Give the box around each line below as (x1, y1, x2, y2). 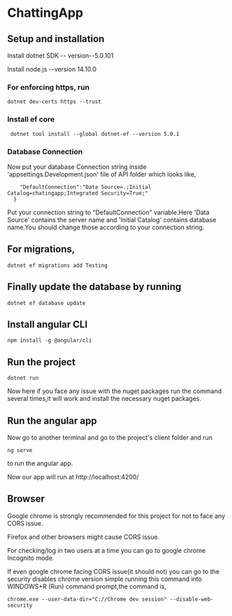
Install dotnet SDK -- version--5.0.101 (7, 51, 114, 60)
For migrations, (7, 243, 75, 255)
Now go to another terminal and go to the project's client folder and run (7, 433, 213, 442)
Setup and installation (7, 33, 105, 45)
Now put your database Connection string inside (7, 163, 147, 171)
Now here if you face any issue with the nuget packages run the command (7, 387, 222, 395)
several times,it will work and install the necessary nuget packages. (7, 395, 202, 403)
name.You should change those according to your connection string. (7, 223, 205, 231)
